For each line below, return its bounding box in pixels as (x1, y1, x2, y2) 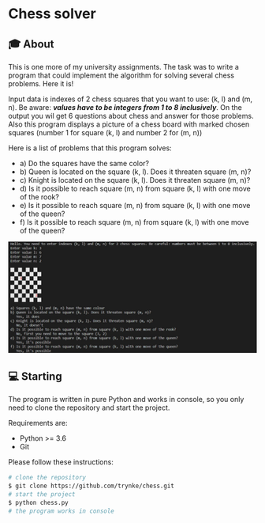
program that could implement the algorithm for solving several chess (8, 70, 235, 80)
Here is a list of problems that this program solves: (8, 143, 172, 153)
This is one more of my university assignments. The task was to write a (8, 63, 239, 71)
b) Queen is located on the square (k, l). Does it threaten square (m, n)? (19, 167, 252, 176)
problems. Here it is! (8, 79, 74, 88)
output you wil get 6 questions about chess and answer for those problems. (8, 112, 254, 120)
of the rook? (19, 192, 59, 202)
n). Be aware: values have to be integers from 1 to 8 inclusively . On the (8, 103, 242, 112)
